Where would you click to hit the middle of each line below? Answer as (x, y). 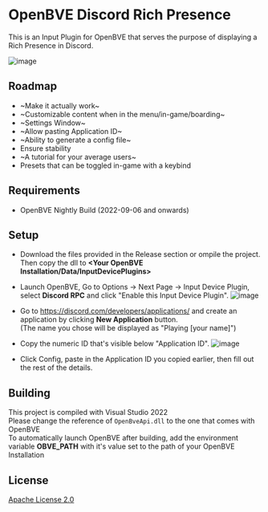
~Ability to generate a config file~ (75, 140)
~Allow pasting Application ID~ (71, 131)
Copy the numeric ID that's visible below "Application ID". (115, 343)
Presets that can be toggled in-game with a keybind (105, 165)
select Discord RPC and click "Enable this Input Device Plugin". (124, 295)
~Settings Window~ (53, 123)
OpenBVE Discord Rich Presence (120, 15)
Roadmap (33, 86)
